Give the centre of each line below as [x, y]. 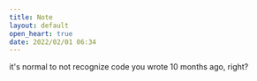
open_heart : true [41, 33]
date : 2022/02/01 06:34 [53, 42]
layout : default [39, 26]
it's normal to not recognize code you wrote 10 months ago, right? [129, 67]
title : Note [31, 17]
